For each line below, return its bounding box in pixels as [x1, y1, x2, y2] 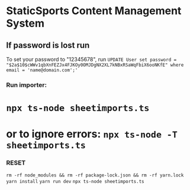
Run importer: [6, 81, 47, 89]
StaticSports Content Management [6, 4, 182, 18]
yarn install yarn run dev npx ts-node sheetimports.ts [6, 178, 144, 184]
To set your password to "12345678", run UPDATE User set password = [6, 56, 177, 63]
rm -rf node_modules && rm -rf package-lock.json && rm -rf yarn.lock [6, 172, 184, 178]
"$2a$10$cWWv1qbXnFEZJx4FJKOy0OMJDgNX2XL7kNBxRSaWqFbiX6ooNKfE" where [6, 62, 184, 68]
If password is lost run [6, 40, 90, 50]
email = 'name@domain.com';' [6, 67, 78, 73]
